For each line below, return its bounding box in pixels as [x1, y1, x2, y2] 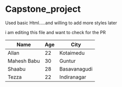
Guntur [59, 57, 76, 64]
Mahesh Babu [7, 57, 40, 64]
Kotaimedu [59, 49, 85, 56]
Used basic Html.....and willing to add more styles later [5, 20, 117, 26]
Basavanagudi [59, 65, 93, 72]
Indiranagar [59, 73, 87, 80]
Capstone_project [5, 3, 81, 15]
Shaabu [7, 65, 26, 72]
